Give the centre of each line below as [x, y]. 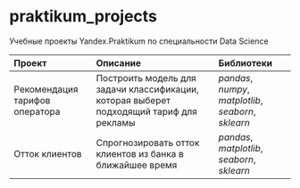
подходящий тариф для [147, 111]
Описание [118, 62]
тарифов [32, 100]
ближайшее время [137, 165]
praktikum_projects [83, 16]
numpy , [234, 89]
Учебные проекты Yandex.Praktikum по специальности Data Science [139, 41]
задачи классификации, [147, 89]
